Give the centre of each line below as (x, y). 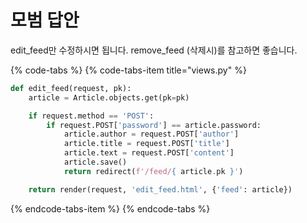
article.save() (95, 162)
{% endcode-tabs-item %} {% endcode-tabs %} (110, 208)
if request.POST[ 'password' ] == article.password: (154, 125)
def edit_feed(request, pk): (71, 88)
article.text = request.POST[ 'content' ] (149, 153)
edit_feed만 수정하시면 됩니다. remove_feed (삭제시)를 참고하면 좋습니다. (154, 50)
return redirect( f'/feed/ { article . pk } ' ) (153, 171)
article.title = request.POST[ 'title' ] (146, 144)
